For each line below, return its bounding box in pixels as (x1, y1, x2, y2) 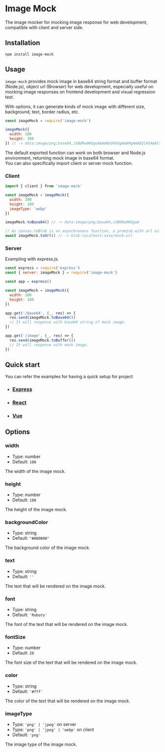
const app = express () (5, 279, 52, 284)
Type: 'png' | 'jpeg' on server (12, 721, 77, 727)
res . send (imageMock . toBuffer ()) (9, 338, 76, 343)
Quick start (5, 360, 40, 369)
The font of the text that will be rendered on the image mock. (5, 621, 129, 627)
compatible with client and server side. (5, 24, 83, 30)
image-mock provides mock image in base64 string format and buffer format (5, 78, 157, 84)
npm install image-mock (5, 52, 54, 57)
